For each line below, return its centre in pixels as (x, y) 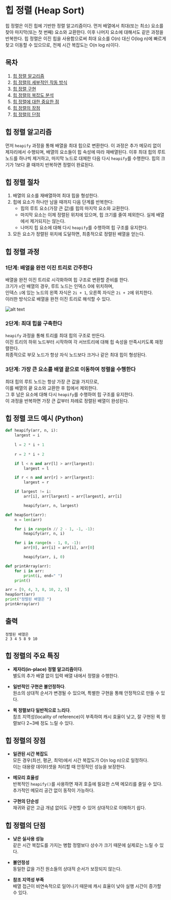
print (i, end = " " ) (43, 576)
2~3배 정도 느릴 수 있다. (50, 723)
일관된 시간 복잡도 (30, 754)
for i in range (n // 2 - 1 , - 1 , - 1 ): (55, 529)
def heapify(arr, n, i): (32, 431)
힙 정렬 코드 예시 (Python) (44, 418)
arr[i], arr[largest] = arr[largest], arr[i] (73, 497)
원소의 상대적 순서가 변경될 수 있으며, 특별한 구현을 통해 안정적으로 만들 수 (86, 693)
